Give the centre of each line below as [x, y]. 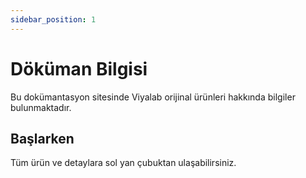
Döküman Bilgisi [79, 68]
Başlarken [42, 138]
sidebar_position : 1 [53, 19]
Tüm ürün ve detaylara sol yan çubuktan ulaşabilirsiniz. [123, 163]
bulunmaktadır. [41, 107]
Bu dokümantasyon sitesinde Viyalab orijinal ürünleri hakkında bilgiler [153, 97]
